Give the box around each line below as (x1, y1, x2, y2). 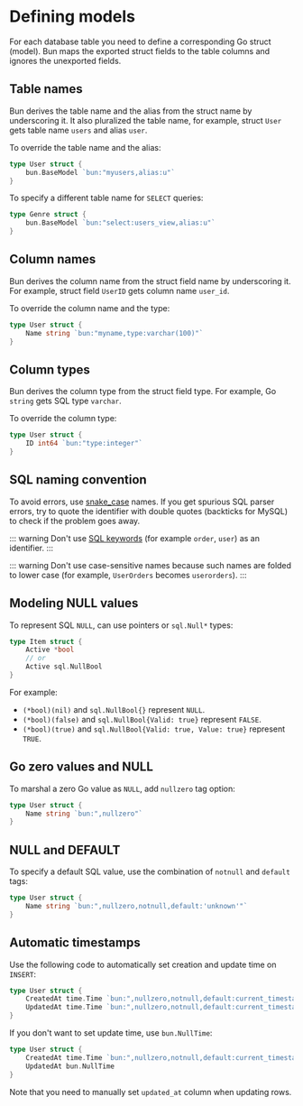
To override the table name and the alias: (9, 142, 161, 152)
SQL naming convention (9, 472, 147, 488)
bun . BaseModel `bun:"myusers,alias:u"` (25, 168, 176, 177)
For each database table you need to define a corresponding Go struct (9, 36, 272, 47)
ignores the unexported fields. (9, 55, 122, 66)
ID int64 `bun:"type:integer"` (25, 439, 143, 448)
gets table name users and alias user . (9, 124, 148, 135)
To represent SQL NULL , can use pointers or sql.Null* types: (9, 620, 234, 631)
